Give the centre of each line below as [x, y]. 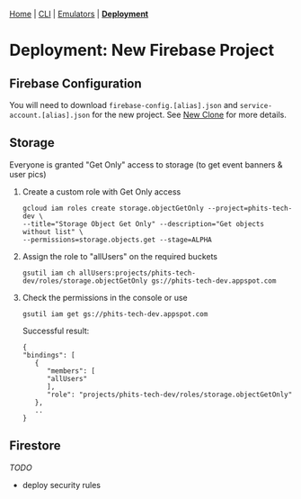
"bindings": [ [49, 355]
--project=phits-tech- [250, 208]
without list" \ [53, 231]
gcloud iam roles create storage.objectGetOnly [113, 208]
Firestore [35, 446]
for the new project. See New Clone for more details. [190, 114]
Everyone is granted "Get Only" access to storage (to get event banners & [146, 164]
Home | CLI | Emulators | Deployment [79, 14]
